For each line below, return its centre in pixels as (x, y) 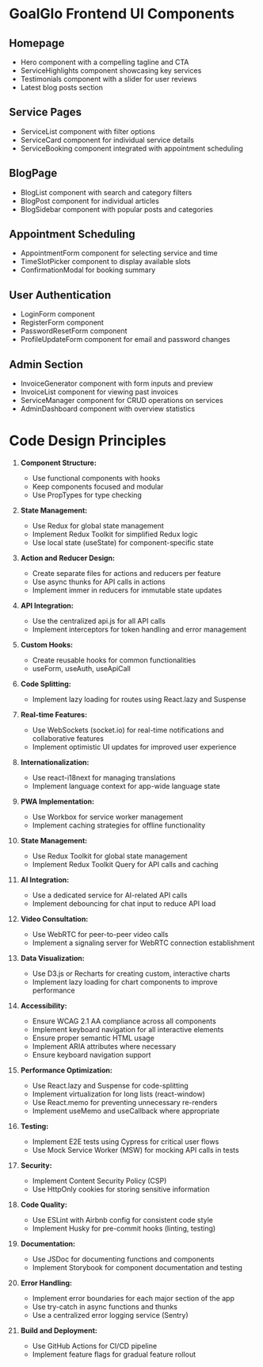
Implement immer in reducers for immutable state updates (127, 590)
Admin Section (46, 365)
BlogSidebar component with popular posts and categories (116, 209)
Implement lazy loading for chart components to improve (125, 982)
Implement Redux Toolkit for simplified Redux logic (115, 534)
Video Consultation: (54, 919)
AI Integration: (45, 880)
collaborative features (68, 738)
